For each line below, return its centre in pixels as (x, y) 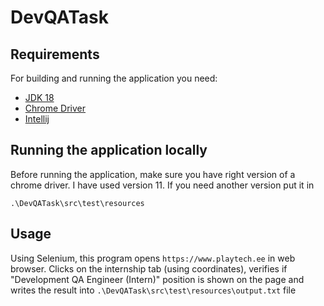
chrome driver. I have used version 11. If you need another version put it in (162, 185)
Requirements (55, 54)
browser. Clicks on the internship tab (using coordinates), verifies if (149, 268)
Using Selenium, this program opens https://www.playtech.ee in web (153, 258)
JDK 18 (39, 97)
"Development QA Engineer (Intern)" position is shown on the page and (157, 279)
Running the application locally (109, 150)
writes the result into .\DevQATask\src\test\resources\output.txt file (153, 290)
